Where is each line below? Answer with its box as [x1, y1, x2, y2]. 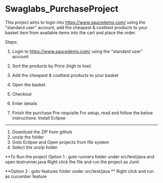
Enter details [12, 100, 37, 106]
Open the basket [12, 81, 46, 88]
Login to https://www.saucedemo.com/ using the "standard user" [12, 48, 143, 54]
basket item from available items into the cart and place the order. [5, 30, 137, 35]
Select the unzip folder [12, 144, 58, 150]
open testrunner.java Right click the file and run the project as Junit [5, 159, 139, 165]
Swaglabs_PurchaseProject [5, 3, 119, 15]
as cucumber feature [5, 173, 47, 179]
